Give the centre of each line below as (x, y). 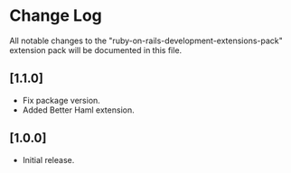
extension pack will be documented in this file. (96, 50)
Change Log (56, 16)
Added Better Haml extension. (78, 110)
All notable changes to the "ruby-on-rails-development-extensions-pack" (146, 41)
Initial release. (48, 159)
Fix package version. (61, 100)
